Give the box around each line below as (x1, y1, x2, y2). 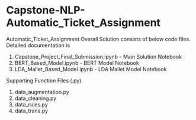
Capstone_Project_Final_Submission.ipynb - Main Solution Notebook (14, 53, 182, 60)
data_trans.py (14, 107, 49, 114)
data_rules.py (14, 101, 49, 108)
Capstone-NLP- (6, 4, 85, 17)
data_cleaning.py (14, 95, 57, 102)
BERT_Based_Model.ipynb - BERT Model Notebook (14, 59, 139, 66)
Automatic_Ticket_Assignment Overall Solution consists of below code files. (6, 35, 191, 42)
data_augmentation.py (14, 88, 69, 95)
